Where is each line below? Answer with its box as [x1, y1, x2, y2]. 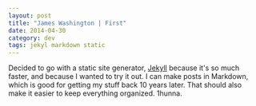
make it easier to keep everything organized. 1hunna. [8, 88, 182, 98]
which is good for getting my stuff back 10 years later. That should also [8, 80, 242, 90]
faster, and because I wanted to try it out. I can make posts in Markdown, [8, 72, 249, 81]
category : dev [8, 33, 56, 42]
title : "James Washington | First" [8, 19, 127, 27]
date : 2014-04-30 [8, 26, 66, 34]
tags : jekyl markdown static [8, 41, 106, 49]
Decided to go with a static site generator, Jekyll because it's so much [8, 63, 240, 73]
